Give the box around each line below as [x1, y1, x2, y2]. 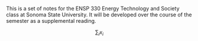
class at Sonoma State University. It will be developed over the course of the [6, 11, 192, 18]
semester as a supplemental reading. [6, 18, 96, 24]
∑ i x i [95, 29, 104, 37]
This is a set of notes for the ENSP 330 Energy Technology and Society [6, 5, 180, 12]
